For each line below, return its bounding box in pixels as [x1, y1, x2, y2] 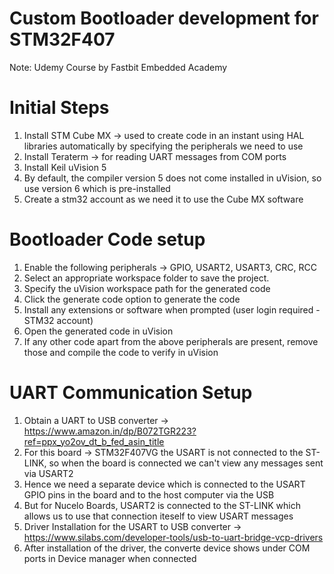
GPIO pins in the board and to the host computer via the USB [23, 488, 275, 501]
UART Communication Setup [9, 382, 253, 404]
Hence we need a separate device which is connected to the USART [23, 478, 306, 490]
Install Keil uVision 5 [23, 161, 107, 173]
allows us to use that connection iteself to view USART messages [23, 510, 294, 522]
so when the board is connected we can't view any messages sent [48, 457, 324, 469]
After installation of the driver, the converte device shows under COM [23, 542, 311, 554]
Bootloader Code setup [9, 228, 206, 251]
